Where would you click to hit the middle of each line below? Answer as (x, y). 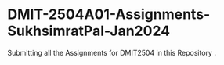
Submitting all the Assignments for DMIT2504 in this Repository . (112, 52)
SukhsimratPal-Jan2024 (89, 31)
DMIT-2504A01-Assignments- (109, 14)
